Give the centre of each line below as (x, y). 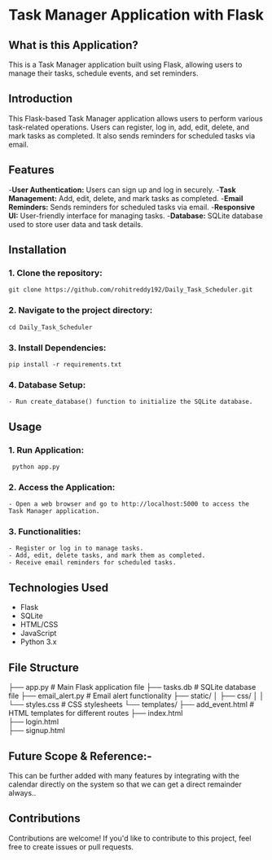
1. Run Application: (46, 450)
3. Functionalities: (45, 532)
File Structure (44, 667)
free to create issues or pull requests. (71, 847)
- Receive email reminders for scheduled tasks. (92, 563)
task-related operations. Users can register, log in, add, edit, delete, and (129, 127)
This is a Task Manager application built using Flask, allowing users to (125, 64)
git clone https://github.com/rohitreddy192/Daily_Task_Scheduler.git (131, 290)
